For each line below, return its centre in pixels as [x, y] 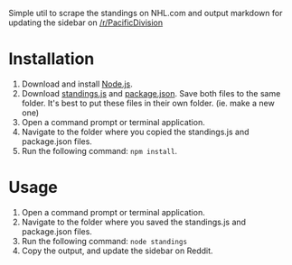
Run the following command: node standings [104, 241]
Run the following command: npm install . [99, 151]
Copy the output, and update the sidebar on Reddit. [117, 251]
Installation [52, 59]
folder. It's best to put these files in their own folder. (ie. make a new [148, 103]
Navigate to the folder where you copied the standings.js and [135, 132]
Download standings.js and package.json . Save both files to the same [151, 93]
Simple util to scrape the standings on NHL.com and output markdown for [146, 13]
